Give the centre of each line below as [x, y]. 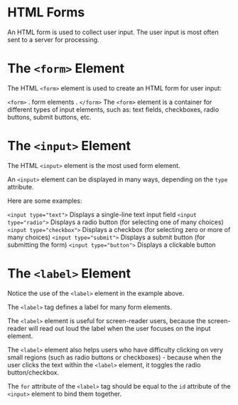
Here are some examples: [45, 201]
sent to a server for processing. [53, 39]
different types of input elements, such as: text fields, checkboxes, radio [113, 109]
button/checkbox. [33, 372]
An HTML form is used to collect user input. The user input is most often [113, 32]
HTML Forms [46, 12]
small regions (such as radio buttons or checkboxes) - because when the [114, 357]
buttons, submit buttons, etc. [49, 117]
